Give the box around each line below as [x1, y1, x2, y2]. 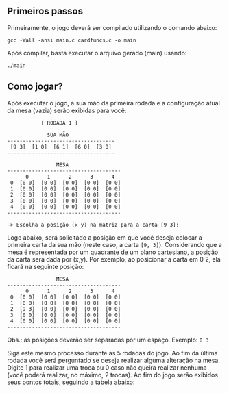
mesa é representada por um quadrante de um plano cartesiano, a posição [7, 248, 219, 256]
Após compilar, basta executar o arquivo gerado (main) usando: [7, 49, 187, 57]
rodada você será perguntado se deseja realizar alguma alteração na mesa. [7, 356, 221, 364]
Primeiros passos [7, 5, 84, 17]
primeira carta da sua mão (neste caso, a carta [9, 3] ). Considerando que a [7, 240, 223, 249]
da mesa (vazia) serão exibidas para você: [7, 106, 127, 114]
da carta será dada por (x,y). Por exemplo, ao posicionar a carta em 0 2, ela [7, 255, 221, 263]
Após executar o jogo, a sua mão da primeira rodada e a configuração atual [7, 99, 221, 107]
